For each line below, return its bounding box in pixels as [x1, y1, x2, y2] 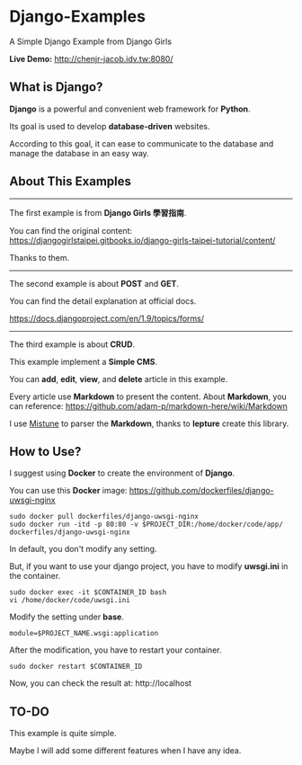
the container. [9, 571, 61, 582]
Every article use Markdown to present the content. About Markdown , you [9, 391, 288, 402]
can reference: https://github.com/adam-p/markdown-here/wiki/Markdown [9, 400, 288, 411]
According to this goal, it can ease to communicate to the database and [9, 138, 274, 149]
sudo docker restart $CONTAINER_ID [9, 663, 143, 672]
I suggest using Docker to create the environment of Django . [9, 467, 235, 478]
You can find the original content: [9, 225, 133, 236]
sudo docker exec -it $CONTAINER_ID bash [9, 588, 167, 597]
